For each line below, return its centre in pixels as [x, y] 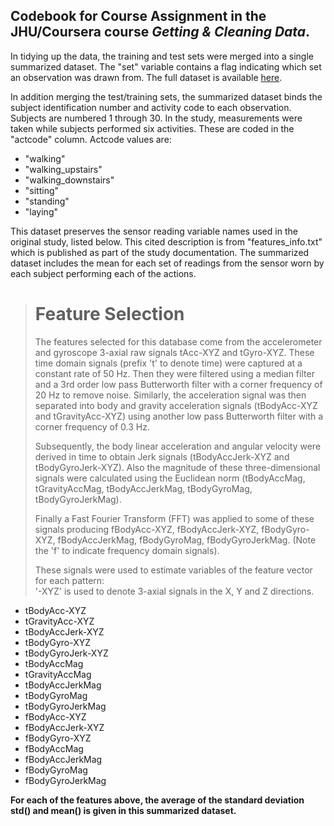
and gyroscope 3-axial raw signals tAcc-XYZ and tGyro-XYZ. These [174, 352]
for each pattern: [69, 580]
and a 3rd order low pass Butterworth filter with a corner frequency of [178, 384]
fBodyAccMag [54, 748]
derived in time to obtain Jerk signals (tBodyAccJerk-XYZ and [162, 456]
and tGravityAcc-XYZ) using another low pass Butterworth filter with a [179, 416]
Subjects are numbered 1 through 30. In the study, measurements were [156, 118]
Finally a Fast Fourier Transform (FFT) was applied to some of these [174, 518]
